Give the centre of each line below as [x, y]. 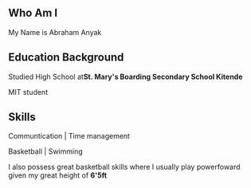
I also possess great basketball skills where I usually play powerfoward [124, 167]
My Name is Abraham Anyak [55, 32]
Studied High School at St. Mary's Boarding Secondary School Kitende [125, 76]
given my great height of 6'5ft [58, 175]
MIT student [28, 92]
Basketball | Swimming [46, 151]
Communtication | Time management [69, 136]
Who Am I [33, 13]
